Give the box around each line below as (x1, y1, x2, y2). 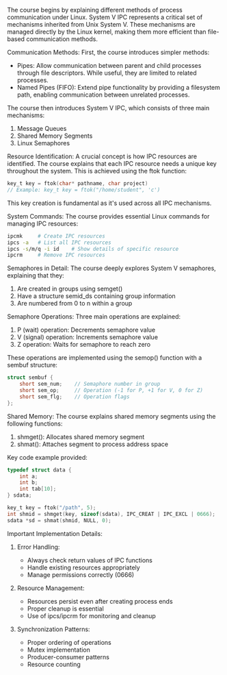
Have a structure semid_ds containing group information (16, 292, 176, 300)
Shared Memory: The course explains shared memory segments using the (7, 412, 216, 420)
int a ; (19, 473, 38, 480)
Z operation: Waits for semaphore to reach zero (16, 341, 151, 349)
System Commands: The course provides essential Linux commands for (7, 212, 210, 220)
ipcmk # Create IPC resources (7, 232, 106, 239)
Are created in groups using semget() (16, 284, 123, 293)
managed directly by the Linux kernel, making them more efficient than (7, 27, 206, 36)
